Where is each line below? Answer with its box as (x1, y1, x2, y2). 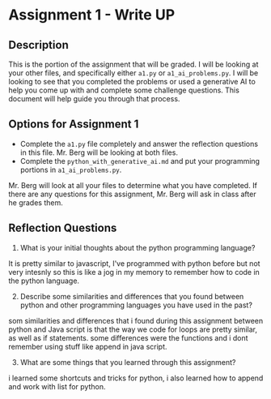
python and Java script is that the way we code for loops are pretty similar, (8, 324, 257, 334)
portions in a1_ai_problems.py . (19, 165, 122, 174)
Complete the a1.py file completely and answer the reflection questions (19, 139, 259, 148)
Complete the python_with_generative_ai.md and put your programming (19, 156, 260, 165)
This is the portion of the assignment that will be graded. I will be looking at (8, 59, 259, 69)
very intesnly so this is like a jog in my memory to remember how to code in (8, 267, 260, 277)
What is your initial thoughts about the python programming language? (19, 242, 256, 252)
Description (8, 38, 69, 52)
